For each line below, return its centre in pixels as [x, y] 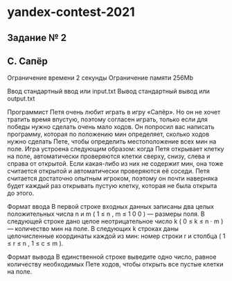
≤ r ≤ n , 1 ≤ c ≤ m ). [35, 244]
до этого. [21, 193]
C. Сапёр [28, 61]
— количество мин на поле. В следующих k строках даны [93, 229]
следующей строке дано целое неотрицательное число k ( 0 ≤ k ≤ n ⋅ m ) [115, 221]
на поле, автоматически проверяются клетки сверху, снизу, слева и [109, 156]
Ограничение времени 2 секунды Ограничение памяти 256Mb [100, 78]
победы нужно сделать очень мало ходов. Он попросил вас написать [111, 127]
